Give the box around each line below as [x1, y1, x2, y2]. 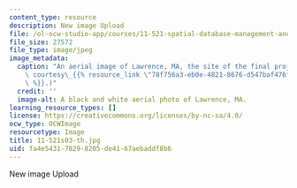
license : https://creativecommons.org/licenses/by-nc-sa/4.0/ [9, 111, 243, 120]
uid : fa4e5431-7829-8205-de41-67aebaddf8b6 [9, 144, 172, 153]
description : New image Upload [9, 21, 125, 30]
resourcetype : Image [9, 128, 86, 137]
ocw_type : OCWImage [9, 120, 81, 129]
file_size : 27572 [9, 37, 73, 47]
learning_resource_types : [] [9, 103, 117, 112]
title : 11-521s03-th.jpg [9, 136, 101, 145]
